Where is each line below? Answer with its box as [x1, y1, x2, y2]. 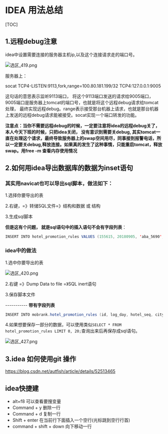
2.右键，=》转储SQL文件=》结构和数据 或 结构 [5, 203, 101, 209]
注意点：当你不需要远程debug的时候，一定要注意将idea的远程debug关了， [5, 122, 160, 128]
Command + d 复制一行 [12, 411, 61, 417]
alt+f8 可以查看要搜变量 [12, 398, 61, 404]
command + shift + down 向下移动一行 [12, 423, 92, 429]
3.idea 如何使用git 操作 [5, 354, 76, 363]
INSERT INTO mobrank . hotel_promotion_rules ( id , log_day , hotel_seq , [5, 312, 153, 317]
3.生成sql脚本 [5, 213, 33, 220]
